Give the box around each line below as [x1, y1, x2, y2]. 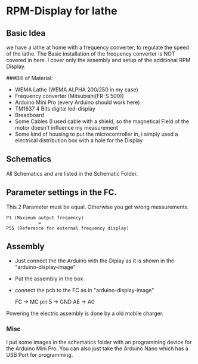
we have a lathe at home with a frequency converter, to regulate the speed [6, 44, 190, 51]
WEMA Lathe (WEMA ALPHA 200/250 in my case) [14, 86, 138, 93]
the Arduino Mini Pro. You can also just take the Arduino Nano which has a [6, 345, 189, 352]
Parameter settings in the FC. [6, 187, 117, 198]
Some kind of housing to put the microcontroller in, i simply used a [14, 130, 178, 137]
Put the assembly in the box [14, 275, 83, 282]
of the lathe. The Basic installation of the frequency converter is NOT [6, 50, 175, 57]
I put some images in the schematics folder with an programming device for [6, 338, 192, 345]
